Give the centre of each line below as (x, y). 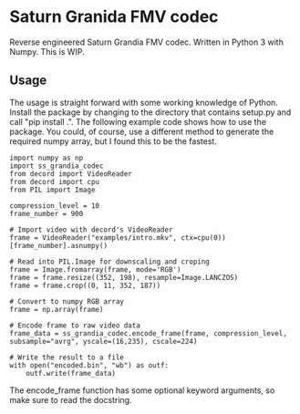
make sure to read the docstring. (71, 399)
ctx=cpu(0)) (203, 238)
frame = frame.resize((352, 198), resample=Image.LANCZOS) (124, 277)
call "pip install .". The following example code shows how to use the (138, 121)
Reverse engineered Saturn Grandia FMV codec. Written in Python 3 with (147, 42)
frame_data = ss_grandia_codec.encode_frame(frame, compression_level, (148, 333)
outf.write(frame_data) (71, 373)
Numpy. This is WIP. (47, 51)
